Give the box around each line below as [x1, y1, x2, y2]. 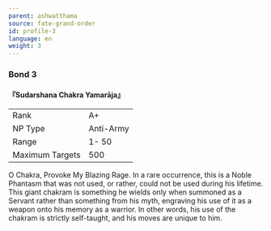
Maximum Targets [12, 149, 81, 160]
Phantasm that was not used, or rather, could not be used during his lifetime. [8, 179, 264, 189]
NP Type [12, 123, 46, 135]
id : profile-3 [8, 27, 57, 35]
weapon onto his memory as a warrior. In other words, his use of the [8, 204, 236, 215]
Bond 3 [8, 69, 37, 80]
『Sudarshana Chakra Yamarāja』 [8, 90, 125, 100]
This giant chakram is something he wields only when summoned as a [8, 187, 243, 197]
